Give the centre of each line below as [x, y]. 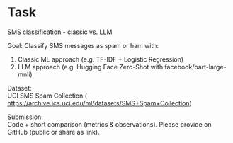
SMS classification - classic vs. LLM [60, 32]
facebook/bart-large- [195, 67]
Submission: [25, 117]
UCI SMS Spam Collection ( [47, 96]
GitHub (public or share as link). [54, 132]
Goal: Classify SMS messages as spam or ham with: [83, 45]
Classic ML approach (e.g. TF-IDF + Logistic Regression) [101, 59]
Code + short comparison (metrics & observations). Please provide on [109, 124]
